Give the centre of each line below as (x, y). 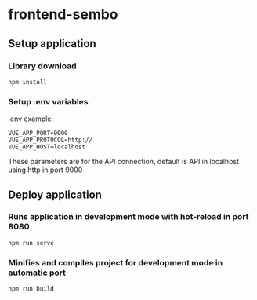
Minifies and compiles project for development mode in (116, 262)
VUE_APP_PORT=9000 (38, 134)
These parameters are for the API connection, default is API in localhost (124, 162)
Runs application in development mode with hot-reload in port (128, 217)
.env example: (31, 119)
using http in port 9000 (45, 170)
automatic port (37, 273)
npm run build (31, 289)
